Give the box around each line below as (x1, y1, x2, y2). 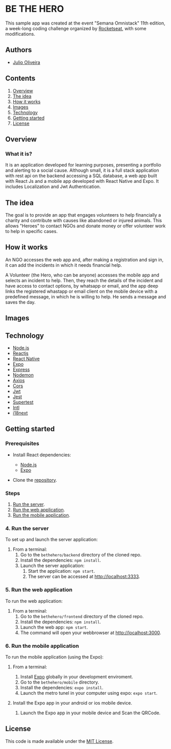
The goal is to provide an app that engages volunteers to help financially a (5, 212, 161, 218)
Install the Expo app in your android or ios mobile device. (12, 699, 133, 706)
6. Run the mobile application (5, 642, 79, 649)
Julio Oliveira (12, 59, 40, 65)
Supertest (12, 399, 34, 405)
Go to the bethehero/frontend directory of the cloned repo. (20, 613, 144, 619)
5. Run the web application (5, 586, 72, 593)
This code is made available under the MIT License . (5, 738, 114, 744)
